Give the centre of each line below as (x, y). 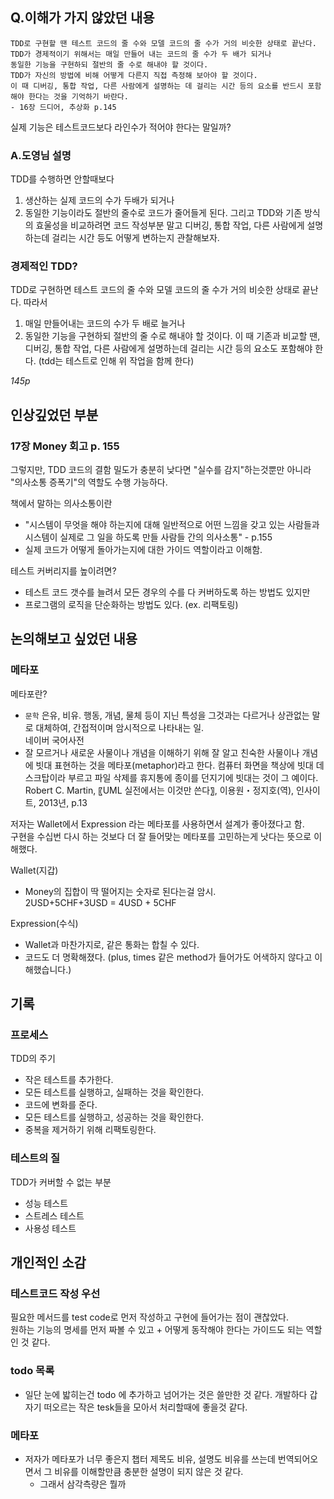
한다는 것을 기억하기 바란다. (78, 96)
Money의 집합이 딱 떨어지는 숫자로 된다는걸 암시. (120, 891)
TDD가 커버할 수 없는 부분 (61, 1182)
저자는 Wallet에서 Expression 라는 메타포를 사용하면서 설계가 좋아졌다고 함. (157, 824)
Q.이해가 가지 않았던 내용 (82, 18)
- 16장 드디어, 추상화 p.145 (63, 107)
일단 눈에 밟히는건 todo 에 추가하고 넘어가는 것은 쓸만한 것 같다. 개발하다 (166, 1394)
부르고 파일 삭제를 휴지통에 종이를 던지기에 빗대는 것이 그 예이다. (193, 777)
